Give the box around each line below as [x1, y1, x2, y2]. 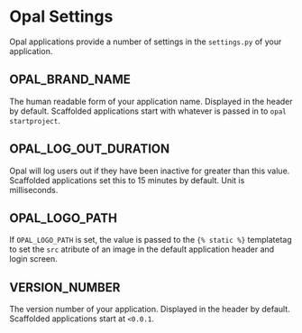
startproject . [9, 115, 60, 125]
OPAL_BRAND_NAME [9, 72, 131, 88]
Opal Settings [9, 6, 114, 27]
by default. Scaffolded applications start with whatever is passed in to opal [9, 106, 287, 116]
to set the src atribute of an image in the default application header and [9, 244, 275, 254]
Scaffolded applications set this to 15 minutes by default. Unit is [9, 174, 245, 186]
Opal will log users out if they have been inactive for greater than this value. [9, 165, 290, 176]
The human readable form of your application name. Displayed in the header [9, 96, 293, 106]
